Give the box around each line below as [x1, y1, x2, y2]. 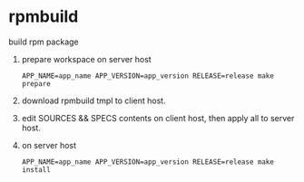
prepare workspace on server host [21, 53, 152, 64]
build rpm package [8, 36, 79, 47]
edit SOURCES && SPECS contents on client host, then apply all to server [21, 112, 295, 123]
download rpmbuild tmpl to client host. [21, 95, 166, 106]
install [21, 165, 51, 174]
